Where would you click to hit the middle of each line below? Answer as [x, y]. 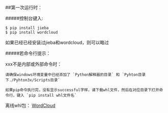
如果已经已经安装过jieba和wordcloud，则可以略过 [57, 43]
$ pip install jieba [27, 28]
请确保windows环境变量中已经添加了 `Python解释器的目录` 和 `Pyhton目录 [76, 75]
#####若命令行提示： [28, 53]
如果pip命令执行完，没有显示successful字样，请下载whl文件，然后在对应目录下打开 [82, 90]
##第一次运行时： [24, 7]
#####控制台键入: [24, 18]
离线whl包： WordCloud [31, 105]
